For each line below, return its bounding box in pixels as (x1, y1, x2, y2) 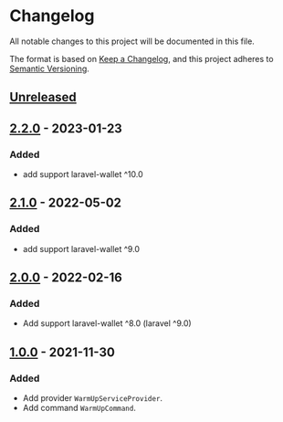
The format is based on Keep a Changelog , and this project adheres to (9, 53, 274, 64)
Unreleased (9, 90, 78, 105)
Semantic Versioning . (9, 63, 89, 74)
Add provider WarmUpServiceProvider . (22, 393, 162, 404)
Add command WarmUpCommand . (22, 403, 137, 414)
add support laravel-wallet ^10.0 (22, 169, 143, 180)
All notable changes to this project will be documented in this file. (9, 36, 256, 47)
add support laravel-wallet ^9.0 (22, 243, 140, 254)
